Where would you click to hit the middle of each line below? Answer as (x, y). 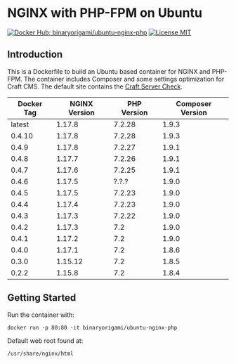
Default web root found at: (45, 340)
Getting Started (42, 298)
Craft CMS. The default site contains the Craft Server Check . (95, 86)
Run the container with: (41, 315)
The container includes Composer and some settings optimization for (124, 79)
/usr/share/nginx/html (40, 353)
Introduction (35, 54)
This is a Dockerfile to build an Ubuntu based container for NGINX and (109, 71)
